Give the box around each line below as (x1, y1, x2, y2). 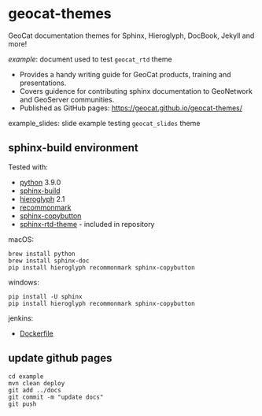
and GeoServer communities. (19, 95, 115, 104)
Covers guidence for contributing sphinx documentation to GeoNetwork (19, 86, 253, 95)
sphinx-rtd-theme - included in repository (19, 219, 155, 228)
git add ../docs (8, 386, 61, 394)
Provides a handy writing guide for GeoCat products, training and (19, 69, 231, 79)
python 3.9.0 (19, 177, 61, 187)
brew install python (8, 250, 76, 258)
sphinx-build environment (8, 141, 139, 154)
